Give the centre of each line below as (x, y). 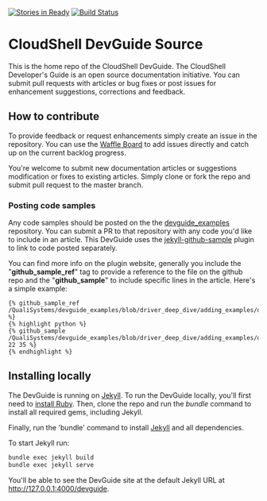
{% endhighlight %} (41, 352)
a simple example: (38, 289)
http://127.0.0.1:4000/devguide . (59, 488)
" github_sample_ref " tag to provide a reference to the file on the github (126, 272)
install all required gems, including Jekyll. (76, 412)
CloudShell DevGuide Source (106, 44)
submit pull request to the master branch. (76, 185)
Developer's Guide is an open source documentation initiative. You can (124, 75)
